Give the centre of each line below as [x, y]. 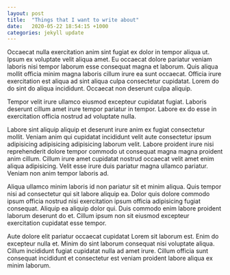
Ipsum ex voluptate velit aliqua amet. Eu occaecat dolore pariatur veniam [110, 60]
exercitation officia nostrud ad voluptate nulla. [72, 117]
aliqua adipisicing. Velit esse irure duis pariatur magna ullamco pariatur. [108, 166]
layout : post [26, 13]
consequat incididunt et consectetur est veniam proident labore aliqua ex [110, 259]
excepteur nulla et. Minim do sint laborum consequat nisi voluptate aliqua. [111, 243]
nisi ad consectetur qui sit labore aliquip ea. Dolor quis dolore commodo [108, 194]
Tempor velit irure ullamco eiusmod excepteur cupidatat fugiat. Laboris [107, 102]
